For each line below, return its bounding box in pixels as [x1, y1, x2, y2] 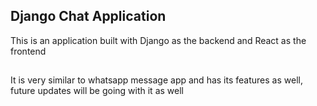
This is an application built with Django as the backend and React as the [10, 34, 307, 46]
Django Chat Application [10, 8, 167, 25]
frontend [10, 45, 47, 57]
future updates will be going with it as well [10, 85, 184, 97]
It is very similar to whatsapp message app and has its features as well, [10, 74, 303, 86]
